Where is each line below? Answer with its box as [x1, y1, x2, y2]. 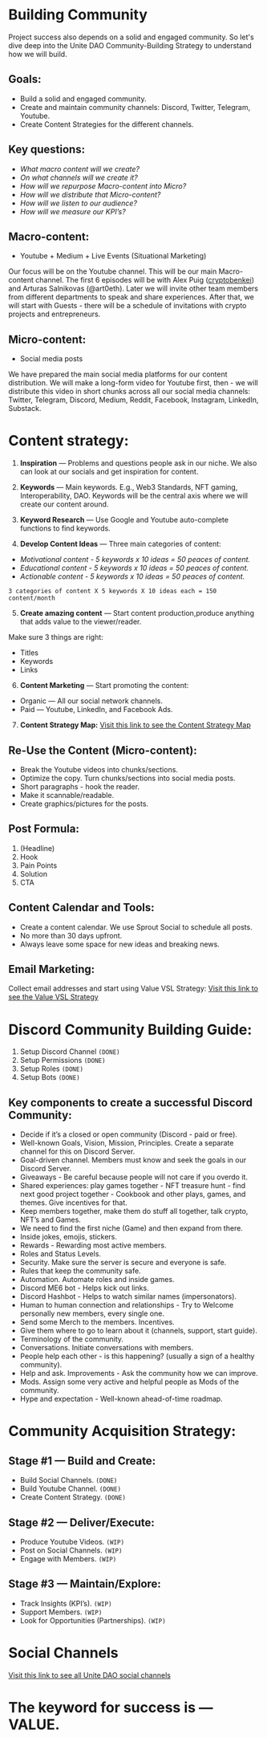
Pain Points [19, 861, 58, 870]
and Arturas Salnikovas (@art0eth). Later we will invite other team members [8, 283, 259, 294]
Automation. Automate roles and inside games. [19, 1275, 175, 1284]
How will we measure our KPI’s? [19, 206, 126, 216]
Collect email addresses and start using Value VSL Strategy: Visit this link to [8, 983, 259, 993]
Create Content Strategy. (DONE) [19, 1492, 127, 1502]
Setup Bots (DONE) [19, 1073, 80, 1082]
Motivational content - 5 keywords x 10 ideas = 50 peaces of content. [19, 555, 251, 564]
